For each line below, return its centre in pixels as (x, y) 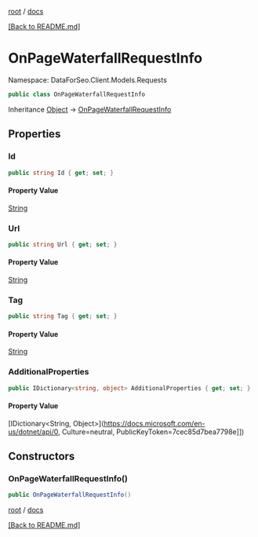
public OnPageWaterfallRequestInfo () (70, 495)
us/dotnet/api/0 (33, 432)
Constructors (42, 457)
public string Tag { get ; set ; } (63, 316)
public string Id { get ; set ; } (61, 173)
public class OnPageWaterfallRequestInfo (77, 94)
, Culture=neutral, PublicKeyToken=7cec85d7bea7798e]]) (151, 432)
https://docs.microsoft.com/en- (154, 423)
